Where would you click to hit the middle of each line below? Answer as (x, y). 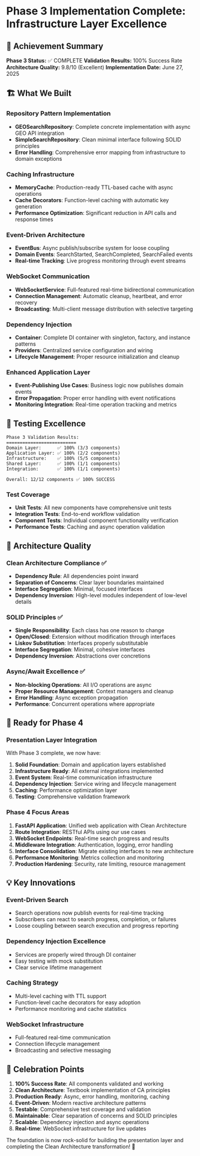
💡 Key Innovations (41, 882)
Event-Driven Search (38, 900)
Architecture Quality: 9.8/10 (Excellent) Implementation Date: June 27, (95, 67)
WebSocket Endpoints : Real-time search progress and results (92, 838)
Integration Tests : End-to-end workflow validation (77, 514)
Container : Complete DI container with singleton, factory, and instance (102, 337)
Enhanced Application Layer (48, 372)
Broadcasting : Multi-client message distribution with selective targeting (104, 309)
